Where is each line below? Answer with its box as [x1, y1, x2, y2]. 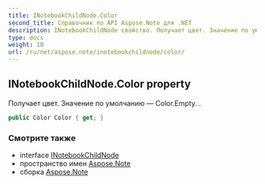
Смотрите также [8, 132, 77, 143]
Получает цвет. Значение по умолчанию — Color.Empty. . [8, 98, 201, 107]
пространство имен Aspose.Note [19, 159, 132, 168]
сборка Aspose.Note [19, 167, 88, 176]
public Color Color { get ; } [8, 114, 104, 122]
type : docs [8, 33, 44, 42]
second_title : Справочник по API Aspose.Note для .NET [8, 19, 192, 27]
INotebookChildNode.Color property [8, 77, 192, 91]
